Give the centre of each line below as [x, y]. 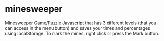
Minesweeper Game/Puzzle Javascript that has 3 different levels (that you [81, 23]
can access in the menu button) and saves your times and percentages [78, 28]
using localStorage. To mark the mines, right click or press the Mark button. [82, 33]
